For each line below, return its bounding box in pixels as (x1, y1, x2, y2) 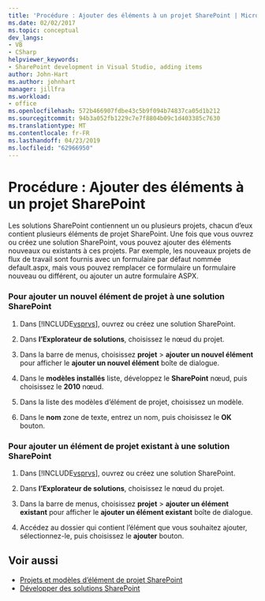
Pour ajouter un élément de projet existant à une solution (8, 440, 230, 452)
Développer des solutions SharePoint (19, 583, 140, 593)
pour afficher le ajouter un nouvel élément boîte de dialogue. (19, 357, 220, 368)
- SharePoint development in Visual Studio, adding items (8, 63, 203, 71)
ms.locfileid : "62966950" (8, 144, 93, 152)
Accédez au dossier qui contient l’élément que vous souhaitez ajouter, (19, 523, 248, 532)
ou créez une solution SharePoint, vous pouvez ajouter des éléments (8, 238, 232, 248)
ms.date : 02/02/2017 (8, 19, 77, 27)
